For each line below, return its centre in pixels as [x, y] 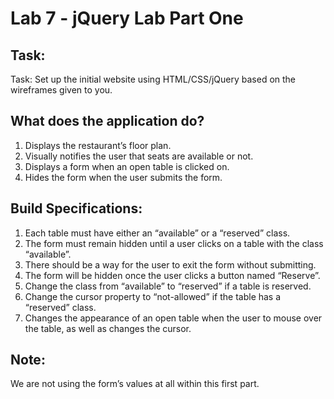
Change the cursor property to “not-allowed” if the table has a [153, 296]
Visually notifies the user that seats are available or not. [139, 156]
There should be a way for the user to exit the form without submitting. [170, 264]
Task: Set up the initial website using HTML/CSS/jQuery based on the [153, 79]
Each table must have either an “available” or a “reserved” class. [157, 233]
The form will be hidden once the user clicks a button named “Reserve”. [172, 275]
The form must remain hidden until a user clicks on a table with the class [174, 243]
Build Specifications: [76, 208]
